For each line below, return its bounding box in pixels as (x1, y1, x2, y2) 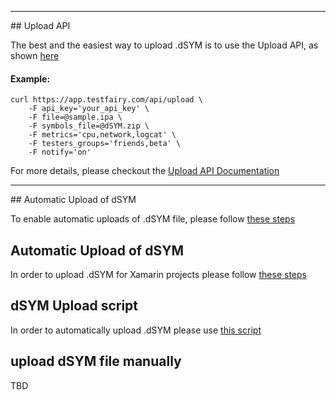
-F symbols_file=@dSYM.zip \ (28, 121, 150, 131)
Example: (10, 72, 51, 85)
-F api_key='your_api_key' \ (28, 104, 150, 114)
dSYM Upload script (10, 297, 139, 315)
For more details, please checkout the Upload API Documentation (10, 165, 280, 177)
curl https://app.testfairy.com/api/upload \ (10, 95, 203, 105)
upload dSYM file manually (10, 353, 182, 370)
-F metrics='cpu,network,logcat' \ (28, 130, 177, 140)
